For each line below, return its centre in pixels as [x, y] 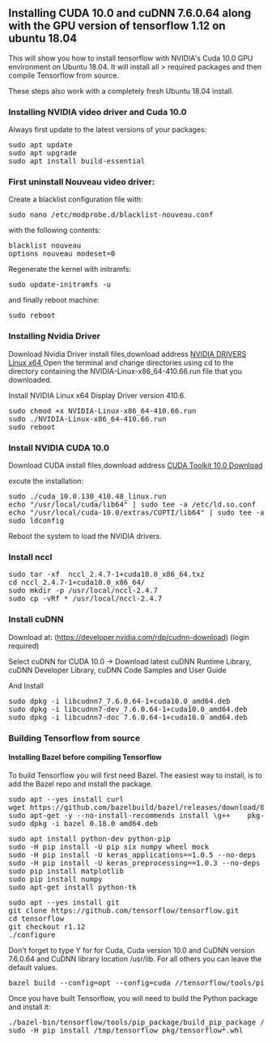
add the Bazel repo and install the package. [81, 783]
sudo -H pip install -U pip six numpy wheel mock [109, 846]
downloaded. [30, 379]
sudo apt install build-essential [77, 161]
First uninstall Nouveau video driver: [82, 182]
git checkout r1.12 [47, 926]
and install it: [30, 1007]
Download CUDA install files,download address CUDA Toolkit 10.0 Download [136, 465]
